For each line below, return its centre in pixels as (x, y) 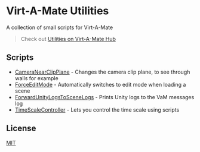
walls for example (36, 78)
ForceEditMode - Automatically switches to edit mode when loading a (100, 84)
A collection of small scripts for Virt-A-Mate (60, 27)
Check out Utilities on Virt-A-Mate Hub (68, 39)
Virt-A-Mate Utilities (58, 11)
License (21, 129)
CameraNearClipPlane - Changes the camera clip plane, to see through (102, 72)
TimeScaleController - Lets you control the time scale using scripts (97, 110)
